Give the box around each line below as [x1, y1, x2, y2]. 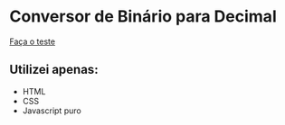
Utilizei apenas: [9, 62, 99, 77]
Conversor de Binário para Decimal [9, 6, 278, 27]
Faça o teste [9, 36, 56, 47]
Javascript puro [22, 105, 81, 116]
